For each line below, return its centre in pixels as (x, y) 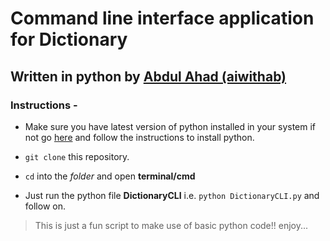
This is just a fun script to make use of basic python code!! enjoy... (171, 225)
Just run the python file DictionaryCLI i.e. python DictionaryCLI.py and (172, 195)
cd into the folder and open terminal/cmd (110, 176)
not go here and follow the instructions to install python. (139, 137)
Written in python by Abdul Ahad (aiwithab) (148, 76)
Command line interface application (162, 18)
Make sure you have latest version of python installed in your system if (170, 126)
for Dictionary (69, 39)
